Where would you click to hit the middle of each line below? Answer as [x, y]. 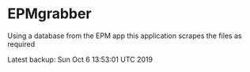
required [21, 44]
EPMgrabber [49, 14]
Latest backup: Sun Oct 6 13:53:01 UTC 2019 [80, 59]
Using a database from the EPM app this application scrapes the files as [125, 36]
